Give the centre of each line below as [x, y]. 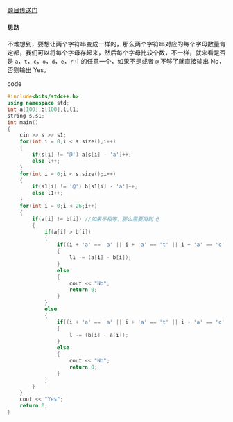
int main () [23, 122]
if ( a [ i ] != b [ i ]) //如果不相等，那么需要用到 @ [96, 219]
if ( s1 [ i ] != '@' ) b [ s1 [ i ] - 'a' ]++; [85, 187]
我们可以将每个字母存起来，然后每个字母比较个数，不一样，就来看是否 [126, 53]
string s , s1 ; [26, 116]
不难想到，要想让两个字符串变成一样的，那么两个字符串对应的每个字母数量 [113, 44]
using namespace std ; [38, 103]
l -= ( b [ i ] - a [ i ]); [99, 335]
